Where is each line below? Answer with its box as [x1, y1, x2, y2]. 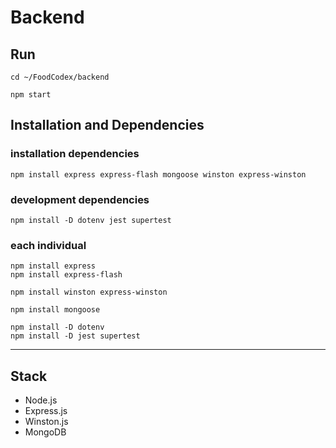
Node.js [24, 394, 58, 406]
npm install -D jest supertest [10, 331, 141, 341]
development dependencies [10, 192, 150, 206]
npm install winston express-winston [10, 287, 168, 298]
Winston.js [24, 416, 69, 428]
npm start [10, 90, 52, 100]
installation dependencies [10, 147, 140, 161]
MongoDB [24, 426, 67, 438]
